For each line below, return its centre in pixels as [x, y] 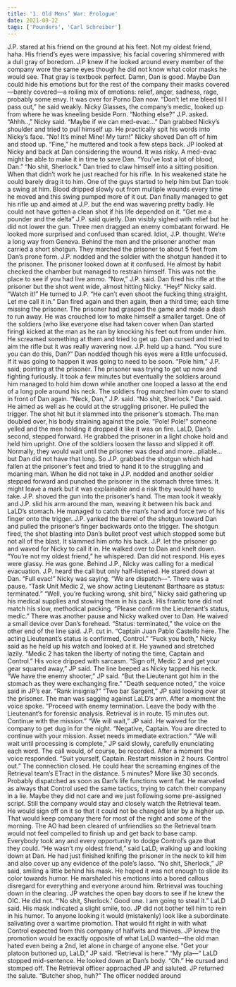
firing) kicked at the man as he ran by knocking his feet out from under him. [117, 331]
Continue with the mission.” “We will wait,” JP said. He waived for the [107, 721]
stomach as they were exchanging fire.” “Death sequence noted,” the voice [116, 684]
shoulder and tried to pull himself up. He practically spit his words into [109, 129]
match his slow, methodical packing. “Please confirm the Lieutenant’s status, [118, 609]
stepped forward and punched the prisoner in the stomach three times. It [113, 482]
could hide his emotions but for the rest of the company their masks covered [118, 85]
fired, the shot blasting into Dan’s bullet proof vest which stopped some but [116, 534]
